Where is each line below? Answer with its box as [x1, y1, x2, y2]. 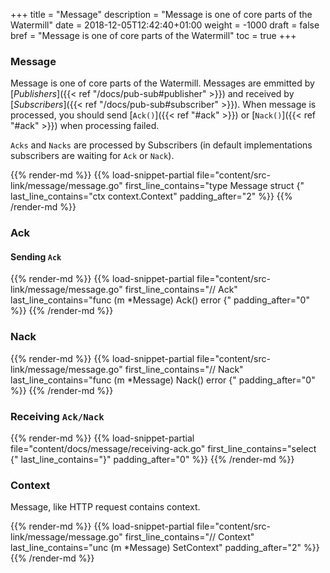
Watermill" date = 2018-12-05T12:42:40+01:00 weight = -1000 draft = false [10, 19, 320, 31]
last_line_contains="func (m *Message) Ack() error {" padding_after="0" [10, 294, 310, 306]
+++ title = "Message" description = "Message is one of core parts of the [10, 9, 313, 20]
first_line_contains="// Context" [124, 531, 255, 543]
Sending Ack [10, 250, 62, 263]
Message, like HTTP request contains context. [10, 501, 201, 513]
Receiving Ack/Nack [10, 409, 105, 423]
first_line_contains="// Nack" [124, 363, 244, 375]
